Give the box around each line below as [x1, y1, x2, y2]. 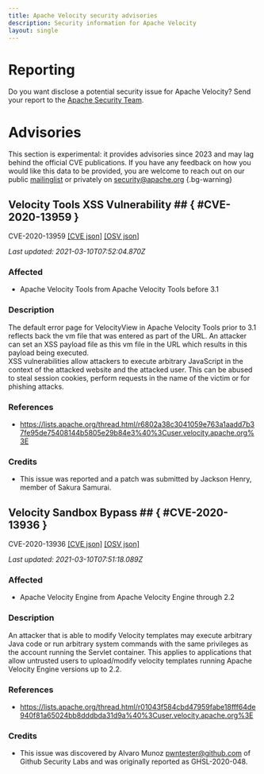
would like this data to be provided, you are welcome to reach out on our [8, 166, 245, 176]
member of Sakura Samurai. [19, 482, 112, 493]
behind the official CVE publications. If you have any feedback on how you [8, 158, 251, 168]
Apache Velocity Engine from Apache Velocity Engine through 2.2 [19, 593, 235, 602]
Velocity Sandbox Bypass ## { [8, 505, 161, 519]
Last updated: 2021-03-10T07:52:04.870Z [8, 247, 146, 257]
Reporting [8, 60, 75, 79]
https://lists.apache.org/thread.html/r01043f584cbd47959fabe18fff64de [19, 702, 256, 711]
